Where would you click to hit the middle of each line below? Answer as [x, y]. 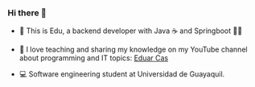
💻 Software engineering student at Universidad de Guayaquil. [122, 74]
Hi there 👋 [27, 13]
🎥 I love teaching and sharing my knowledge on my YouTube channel [133, 50]
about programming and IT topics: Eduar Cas [94, 58]
